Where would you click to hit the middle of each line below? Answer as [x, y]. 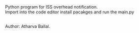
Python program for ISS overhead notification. [51, 7]
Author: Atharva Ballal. [28, 26]
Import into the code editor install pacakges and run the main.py [70, 12]
